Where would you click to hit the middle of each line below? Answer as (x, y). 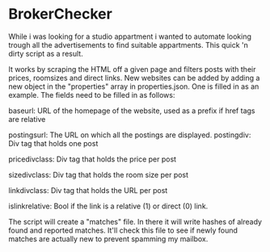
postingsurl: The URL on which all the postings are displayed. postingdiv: (130, 135)
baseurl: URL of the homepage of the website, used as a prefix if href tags (132, 111)
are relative (27, 119)
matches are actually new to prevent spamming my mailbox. (108, 238)
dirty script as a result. (46, 53)
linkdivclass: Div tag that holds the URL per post (88, 190)
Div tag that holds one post (53, 143)
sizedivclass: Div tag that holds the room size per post (98, 174)
